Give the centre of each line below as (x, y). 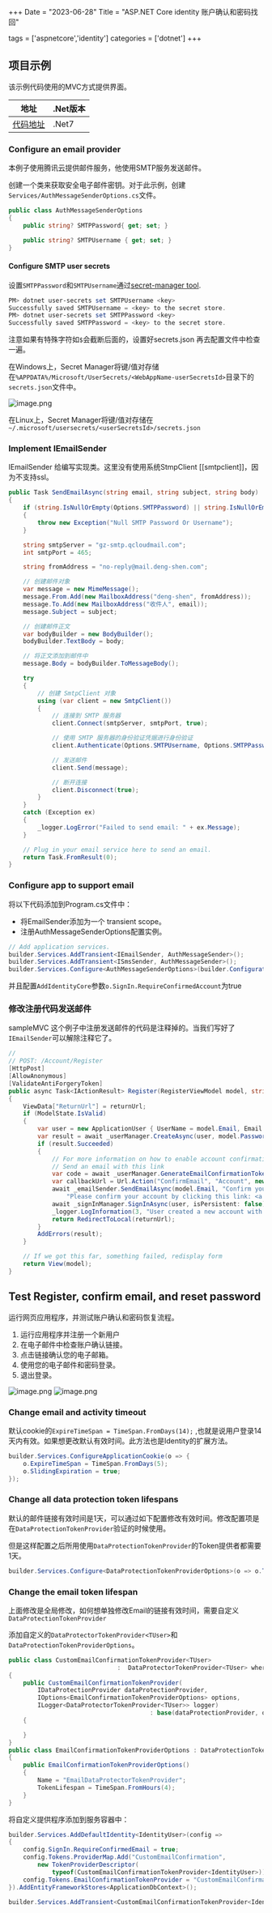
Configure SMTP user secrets (59, 266)
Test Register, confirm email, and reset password (135, 1297)
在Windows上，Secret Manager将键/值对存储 (84, 367)
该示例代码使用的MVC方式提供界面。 (70, 87)
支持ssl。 (38, 477)
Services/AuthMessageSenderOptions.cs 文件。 (84, 195)
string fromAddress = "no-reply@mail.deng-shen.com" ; (115, 567)
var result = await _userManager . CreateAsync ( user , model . (139, 1136)
